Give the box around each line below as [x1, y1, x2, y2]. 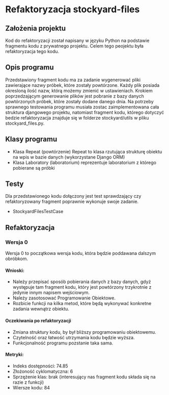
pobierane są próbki [12, 165, 55, 171]
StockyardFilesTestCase [12, 208, 64, 215]
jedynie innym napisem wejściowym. [12, 290, 90, 296]
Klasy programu [5, 135, 58, 144]
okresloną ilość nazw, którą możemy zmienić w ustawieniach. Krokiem [5, 87, 153, 94]
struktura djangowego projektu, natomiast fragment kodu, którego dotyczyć [5, 109, 164, 115]
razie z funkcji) [12, 379, 44, 385]
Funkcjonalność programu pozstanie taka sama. [12, 340, 114, 346]
